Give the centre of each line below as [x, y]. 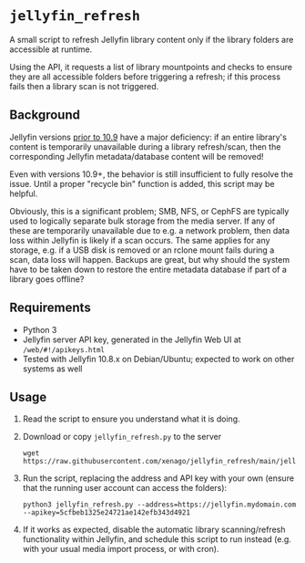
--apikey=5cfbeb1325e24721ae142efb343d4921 [107, 513]
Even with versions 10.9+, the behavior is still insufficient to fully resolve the [152, 174]
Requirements [50, 308]
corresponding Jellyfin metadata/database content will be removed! [137, 156]
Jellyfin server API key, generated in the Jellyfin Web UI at [132, 339]
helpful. [24, 193]
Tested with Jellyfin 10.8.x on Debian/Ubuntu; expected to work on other [158, 359]
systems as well [52, 369]
